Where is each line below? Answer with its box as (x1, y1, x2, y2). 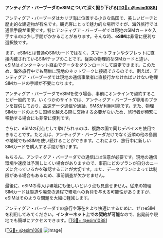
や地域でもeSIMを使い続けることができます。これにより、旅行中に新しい (5, 138, 151, 143)
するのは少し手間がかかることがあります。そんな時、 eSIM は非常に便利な (9, 34, 156, 39)
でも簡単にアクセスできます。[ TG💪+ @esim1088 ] (9, 218, 108, 223)
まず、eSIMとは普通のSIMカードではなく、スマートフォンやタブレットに (5, 50, 151, 56)
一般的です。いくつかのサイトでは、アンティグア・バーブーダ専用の (13, 97, 149, 102)
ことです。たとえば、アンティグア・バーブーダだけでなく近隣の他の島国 (13, 132, 157, 137)
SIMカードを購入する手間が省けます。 (5, 144, 81, 149)
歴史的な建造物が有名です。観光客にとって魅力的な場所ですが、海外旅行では (5, 21, 158, 27)
